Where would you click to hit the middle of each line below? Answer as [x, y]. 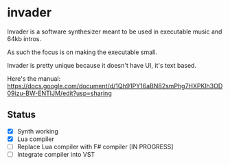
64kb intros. [24, 38]
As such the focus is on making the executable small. [82, 52]
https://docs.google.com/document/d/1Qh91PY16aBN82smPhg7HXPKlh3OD [115, 86]
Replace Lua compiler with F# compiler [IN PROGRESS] [95, 147]
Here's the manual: [34, 78]
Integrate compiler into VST [56, 154]
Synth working [37, 131]
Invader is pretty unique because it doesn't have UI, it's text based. [102, 65]
